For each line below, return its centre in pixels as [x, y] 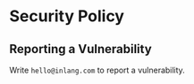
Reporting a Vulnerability [80, 49]
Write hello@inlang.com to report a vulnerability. [97, 70]
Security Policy [67, 16]
